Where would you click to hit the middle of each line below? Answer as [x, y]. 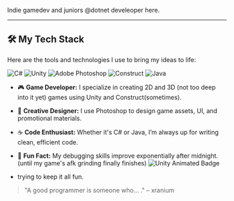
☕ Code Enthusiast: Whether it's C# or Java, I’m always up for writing [118, 132]
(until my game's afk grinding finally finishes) [82, 163]
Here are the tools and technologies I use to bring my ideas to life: [102, 59]
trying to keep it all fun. [50, 177]
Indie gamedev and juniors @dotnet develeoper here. [84, 10]
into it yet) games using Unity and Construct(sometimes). [100, 97]
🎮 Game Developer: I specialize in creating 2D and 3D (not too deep [116, 87]
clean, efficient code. [48, 142]
